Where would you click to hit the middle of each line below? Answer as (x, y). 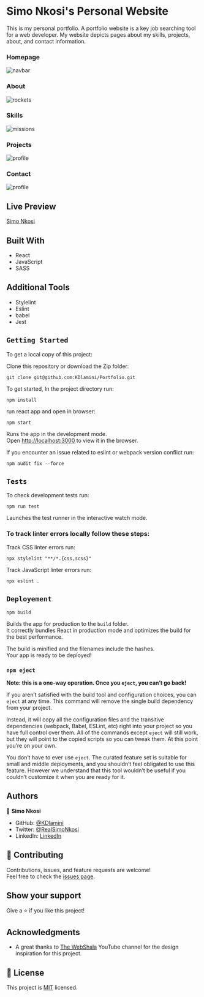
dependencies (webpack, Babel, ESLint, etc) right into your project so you (100, 726)
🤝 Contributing (35, 855)
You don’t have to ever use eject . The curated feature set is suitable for (96, 757)
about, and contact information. (46, 41)
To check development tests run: (48, 495)
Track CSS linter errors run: (41, 547)
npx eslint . (23, 581)
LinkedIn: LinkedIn (38, 836)
